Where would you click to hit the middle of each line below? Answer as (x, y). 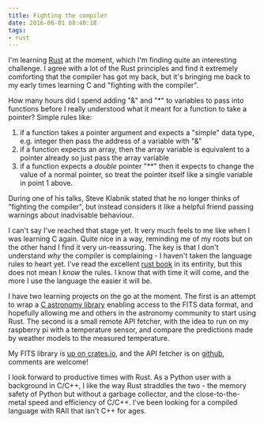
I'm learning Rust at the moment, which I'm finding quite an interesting (123, 60)
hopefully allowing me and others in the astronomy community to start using (132, 313)
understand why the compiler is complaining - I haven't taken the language (130, 256)
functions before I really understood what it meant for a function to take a (128, 109)
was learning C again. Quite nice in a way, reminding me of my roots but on (130, 239)
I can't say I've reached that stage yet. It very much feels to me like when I (129, 231)
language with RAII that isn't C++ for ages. (77, 411)
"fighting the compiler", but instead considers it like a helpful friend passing (131, 207)
